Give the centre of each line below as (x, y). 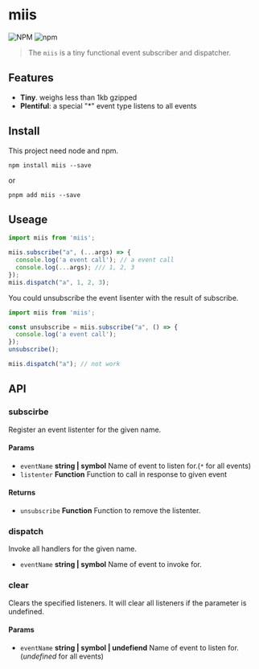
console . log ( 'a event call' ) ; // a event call (95, 260)
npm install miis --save (50, 165)
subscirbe (29, 412)
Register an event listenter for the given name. (85, 429)
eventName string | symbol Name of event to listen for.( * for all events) (136, 466)
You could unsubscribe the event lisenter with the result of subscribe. (123, 298)
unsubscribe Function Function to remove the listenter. (110, 510)
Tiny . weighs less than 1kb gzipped (78, 97)
